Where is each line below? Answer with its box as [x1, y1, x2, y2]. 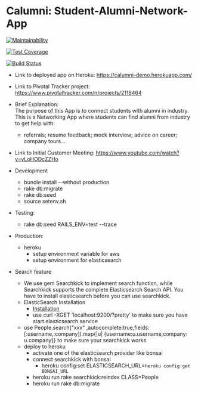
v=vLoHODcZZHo [14, 155, 58, 162]
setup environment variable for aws [32, 250, 120, 257]
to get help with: [14, 119, 55, 126]
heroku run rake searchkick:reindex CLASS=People [32, 373, 159, 380]
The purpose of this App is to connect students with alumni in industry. [14, 107, 189, 114]
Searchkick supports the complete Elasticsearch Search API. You [23, 286, 184, 293]
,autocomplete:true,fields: [86, 324, 150, 331]
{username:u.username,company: [104, 330, 188, 338]
